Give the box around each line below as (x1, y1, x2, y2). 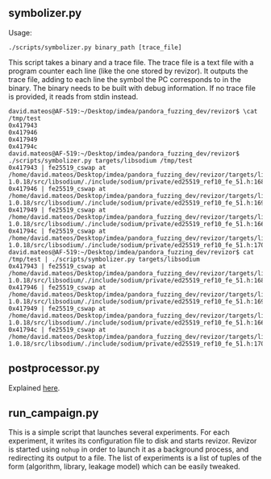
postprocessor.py (8, 361, 100, 375)
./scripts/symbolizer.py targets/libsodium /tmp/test (8, 156, 194, 164)
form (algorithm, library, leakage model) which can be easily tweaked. (8, 462, 240, 472)
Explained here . (8, 382, 60, 393)
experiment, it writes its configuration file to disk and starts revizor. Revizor (8, 436, 257, 446)
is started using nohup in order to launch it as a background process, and (8, 444, 249, 454)
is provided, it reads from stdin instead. (8, 92, 139, 101)
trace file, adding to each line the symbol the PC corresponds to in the (8, 74, 242, 84)
